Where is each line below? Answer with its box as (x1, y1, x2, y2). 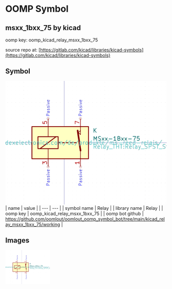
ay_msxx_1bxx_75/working (5, 222, 60, 228)
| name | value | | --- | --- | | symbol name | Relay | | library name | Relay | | (5, 205, 163, 211)
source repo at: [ (5, 47, 40, 53)
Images (5, 236, 30, 245)
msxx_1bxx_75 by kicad (5, 23, 81, 32)
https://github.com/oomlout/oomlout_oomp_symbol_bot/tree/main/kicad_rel (5, 216, 165, 222)
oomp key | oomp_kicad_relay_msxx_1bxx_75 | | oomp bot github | (5, 210, 144, 217)
